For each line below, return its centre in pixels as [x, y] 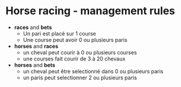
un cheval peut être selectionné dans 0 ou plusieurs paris [93, 71]
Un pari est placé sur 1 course [59, 33]
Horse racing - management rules [90, 11]
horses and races [36, 46]
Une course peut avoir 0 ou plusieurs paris [75, 40]
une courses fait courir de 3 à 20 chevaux [74, 59]
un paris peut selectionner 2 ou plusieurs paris [80, 78]
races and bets [33, 27]
